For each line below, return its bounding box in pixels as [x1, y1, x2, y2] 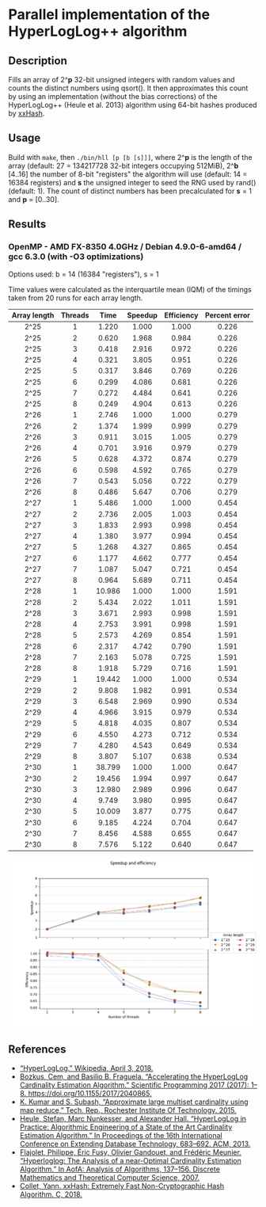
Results [8, 218, 47, 231]
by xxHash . [8, 109, 45, 118]
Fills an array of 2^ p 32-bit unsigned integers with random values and [8, 75, 235, 84]
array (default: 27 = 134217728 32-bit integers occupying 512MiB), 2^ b [8, 161, 239, 170]
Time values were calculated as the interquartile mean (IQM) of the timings [8, 284, 252, 294]
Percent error [204, 310, 251, 320]
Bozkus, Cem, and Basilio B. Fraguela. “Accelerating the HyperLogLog [19, 1072, 249, 1082]
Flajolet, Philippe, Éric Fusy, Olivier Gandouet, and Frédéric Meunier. [19, 1148, 241, 1157]
